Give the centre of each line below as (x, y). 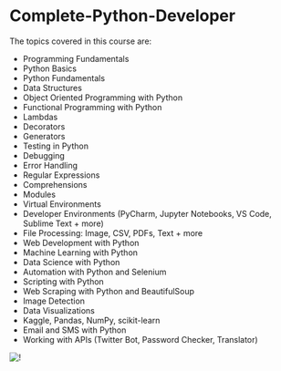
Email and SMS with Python (74, 330)
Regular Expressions (61, 175)
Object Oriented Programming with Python (103, 98)
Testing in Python (56, 146)
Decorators (44, 126)
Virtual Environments (62, 204)
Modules (39, 194)
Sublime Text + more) (63, 223)
